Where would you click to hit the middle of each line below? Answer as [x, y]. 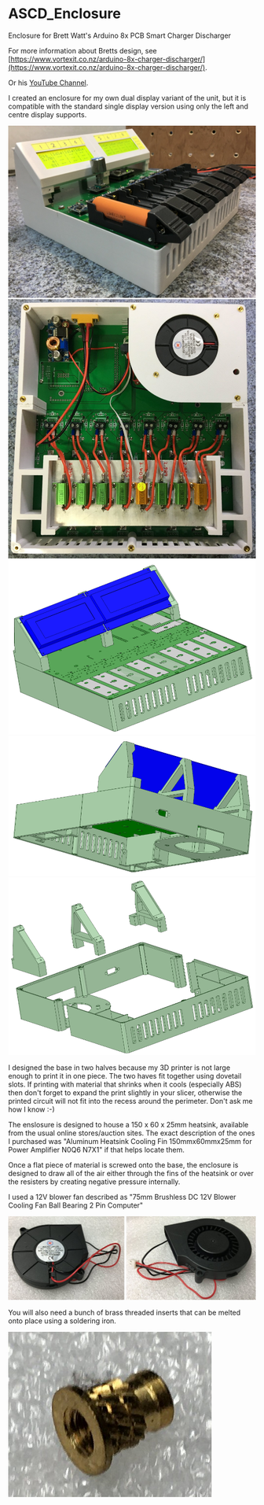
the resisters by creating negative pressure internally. [94, 1182]
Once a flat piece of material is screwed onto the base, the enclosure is [123, 1165]
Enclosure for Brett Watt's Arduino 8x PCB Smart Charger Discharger [120, 35]
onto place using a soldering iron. [62, 1321]
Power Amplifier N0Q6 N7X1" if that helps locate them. [96, 1150]
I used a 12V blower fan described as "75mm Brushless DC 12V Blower [122, 1197]
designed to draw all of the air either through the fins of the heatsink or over [131, 1174]
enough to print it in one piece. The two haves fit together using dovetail [125, 1076]
